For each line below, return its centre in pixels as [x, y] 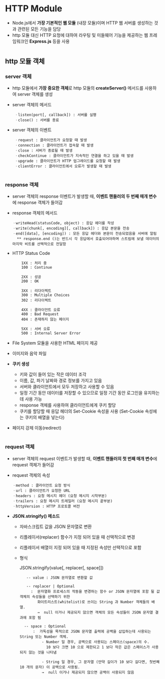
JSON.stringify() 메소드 [36, 516]
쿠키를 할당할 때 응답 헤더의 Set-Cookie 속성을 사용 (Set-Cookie [82, 411]
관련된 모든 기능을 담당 [39, 29]
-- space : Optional [45, 626]
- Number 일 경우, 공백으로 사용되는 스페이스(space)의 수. [96, 642]
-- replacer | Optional [51, 586]
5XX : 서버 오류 [36, 329]
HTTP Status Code [31, 253]
